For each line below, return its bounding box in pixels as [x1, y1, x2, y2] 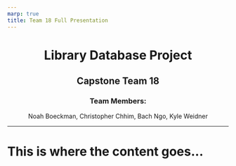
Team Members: [89, 96, 147, 106]
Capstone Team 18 [77, 75, 159, 87]
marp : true [7, 10, 39, 18]
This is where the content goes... [7, 143, 204, 159]
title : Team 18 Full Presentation [7, 17, 109, 24]
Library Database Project [44, 47, 192, 63]
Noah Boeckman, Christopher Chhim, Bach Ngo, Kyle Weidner [27, 112, 209, 120]
